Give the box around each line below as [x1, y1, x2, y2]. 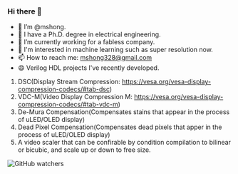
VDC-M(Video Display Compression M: [17, 93, 133, 101]
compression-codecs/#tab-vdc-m [17, 100, 119, 109]
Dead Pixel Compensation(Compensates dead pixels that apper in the [17, 123, 222, 131]
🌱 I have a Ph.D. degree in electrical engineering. [17, 30, 162, 39]
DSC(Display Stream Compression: [17, 78, 121, 86]
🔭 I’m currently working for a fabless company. [17, 38, 155, 46]
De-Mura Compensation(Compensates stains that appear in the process [17, 108, 230, 116]
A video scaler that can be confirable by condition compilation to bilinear [17, 138, 232, 147]
